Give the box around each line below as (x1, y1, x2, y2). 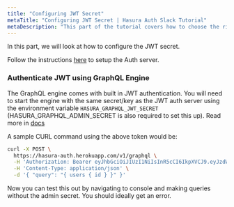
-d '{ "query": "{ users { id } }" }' (13, 171, 127, 178)
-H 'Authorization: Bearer (13, 158, 92, 166)
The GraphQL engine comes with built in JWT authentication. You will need (7, 89, 223, 98)
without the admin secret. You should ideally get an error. (7, 192, 172, 200)
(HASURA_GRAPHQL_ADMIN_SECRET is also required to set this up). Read (7, 111, 221, 119)
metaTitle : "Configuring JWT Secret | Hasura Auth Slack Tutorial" (7, 17, 208, 24)
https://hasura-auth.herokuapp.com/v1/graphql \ (13, 152, 157, 159)
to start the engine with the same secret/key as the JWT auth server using (7, 96, 220, 105)
